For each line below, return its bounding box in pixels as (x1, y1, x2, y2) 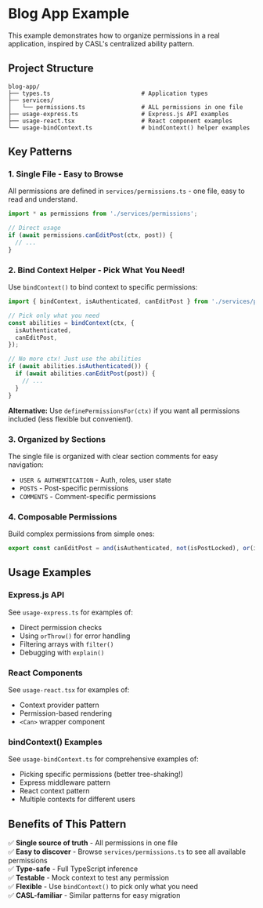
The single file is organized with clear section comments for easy (8, 451, 218, 461)
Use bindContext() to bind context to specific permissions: (8, 283, 198, 292)
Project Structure (8, 62, 94, 75)
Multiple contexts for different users (19, 794, 135, 804)
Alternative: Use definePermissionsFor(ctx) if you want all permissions (8, 406, 240, 415)
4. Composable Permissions (8, 511, 117, 522)
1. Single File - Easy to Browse (8, 169, 124, 180)
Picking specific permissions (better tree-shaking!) (19, 770, 184, 779)
